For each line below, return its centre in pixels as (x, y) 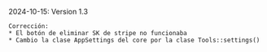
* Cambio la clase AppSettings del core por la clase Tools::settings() (134, 40)
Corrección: (28, 26)
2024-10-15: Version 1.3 (48, 12)
